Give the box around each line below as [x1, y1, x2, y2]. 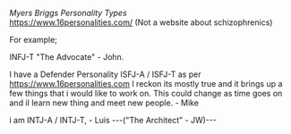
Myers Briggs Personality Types [9, 8, 127, 18]
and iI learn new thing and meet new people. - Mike [9, 97, 200, 108]
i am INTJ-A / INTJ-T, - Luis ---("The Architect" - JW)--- [9, 115, 218, 125]
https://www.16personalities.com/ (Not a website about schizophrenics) [9, 17, 273, 28]
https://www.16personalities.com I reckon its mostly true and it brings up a [9, 79, 283, 88]
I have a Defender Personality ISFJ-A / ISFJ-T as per [9, 69, 201, 80]
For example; [9, 35, 58, 45]
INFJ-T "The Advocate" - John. [9, 52, 124, 62]
